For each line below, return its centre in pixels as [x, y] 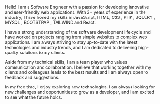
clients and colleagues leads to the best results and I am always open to [77, 72]
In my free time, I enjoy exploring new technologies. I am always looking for [80, 87]
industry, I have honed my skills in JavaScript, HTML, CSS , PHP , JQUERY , [80, 17]
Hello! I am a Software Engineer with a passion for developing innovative [77, 7]
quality [12, 52]
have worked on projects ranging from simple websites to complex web [76, 37]
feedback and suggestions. [32, 78]
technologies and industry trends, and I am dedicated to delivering [71, 47]
